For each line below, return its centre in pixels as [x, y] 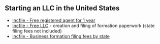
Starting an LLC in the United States [62, 8]
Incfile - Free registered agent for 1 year [54, 20]
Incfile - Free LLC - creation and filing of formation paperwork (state [83, 25]
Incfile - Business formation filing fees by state [61, 36]
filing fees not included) [37, 31]
